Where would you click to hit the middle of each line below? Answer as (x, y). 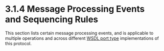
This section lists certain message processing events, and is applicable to (79, 33)
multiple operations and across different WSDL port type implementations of (82, 38)
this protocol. (18, 43)
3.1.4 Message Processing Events (75, 9)
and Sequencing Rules (52, 19)
